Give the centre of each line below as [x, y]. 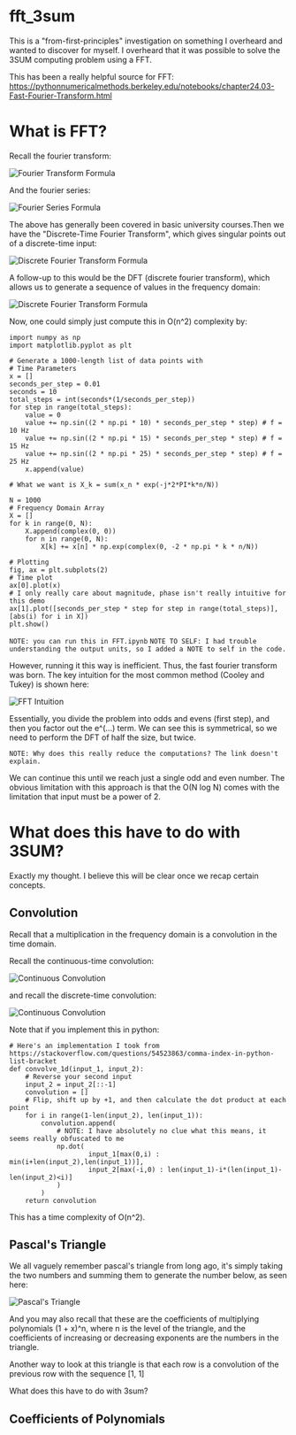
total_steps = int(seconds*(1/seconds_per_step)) [102, 399]
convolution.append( [79, 1123]
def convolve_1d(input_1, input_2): [76, 1069]
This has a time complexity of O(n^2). [77, 1217]
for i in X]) [65, 616]
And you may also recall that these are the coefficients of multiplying [134, 1319]
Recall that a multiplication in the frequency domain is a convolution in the [144, 934]
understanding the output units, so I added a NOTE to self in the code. [148, 649]
